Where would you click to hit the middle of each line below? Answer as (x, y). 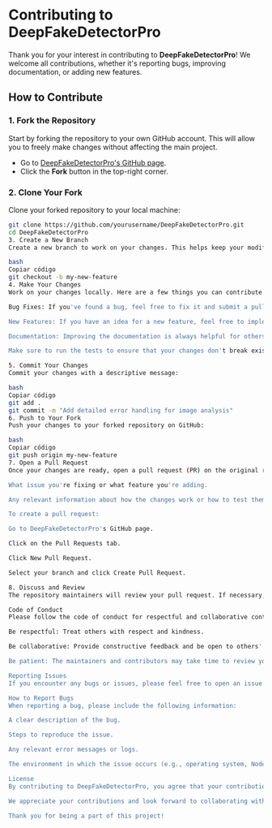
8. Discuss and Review (47, 587)
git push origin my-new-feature (63, 455)
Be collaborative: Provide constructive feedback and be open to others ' (136, 647)
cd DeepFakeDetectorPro (49, 232)
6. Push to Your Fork (45, 418)
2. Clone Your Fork (46, 192)
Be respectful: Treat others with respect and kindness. (106, 632)
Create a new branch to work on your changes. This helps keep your (126, 248)
